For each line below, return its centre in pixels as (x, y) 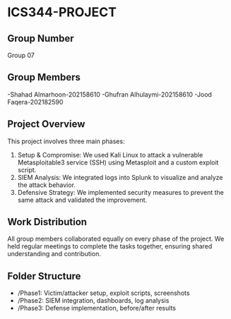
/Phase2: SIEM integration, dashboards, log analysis (93, 301)
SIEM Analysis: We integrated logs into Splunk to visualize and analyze (120, 177)
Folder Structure (44, 276)
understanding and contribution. (54, 254)
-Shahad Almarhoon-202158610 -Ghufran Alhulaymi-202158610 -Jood (109, 94)
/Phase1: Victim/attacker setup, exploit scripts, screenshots (103, 293)
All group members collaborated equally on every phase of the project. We (116, 239)
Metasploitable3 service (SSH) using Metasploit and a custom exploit (118, 162)
